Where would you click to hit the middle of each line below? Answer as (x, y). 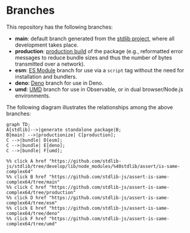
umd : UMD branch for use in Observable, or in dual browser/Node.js (99, 89)
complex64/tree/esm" (32, 203)
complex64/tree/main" (33, 182)
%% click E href (26, 208)
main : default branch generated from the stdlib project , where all (95, 38)
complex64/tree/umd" (32, 224)
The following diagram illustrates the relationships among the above (90, 107)
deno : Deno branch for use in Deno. (59, 83)
